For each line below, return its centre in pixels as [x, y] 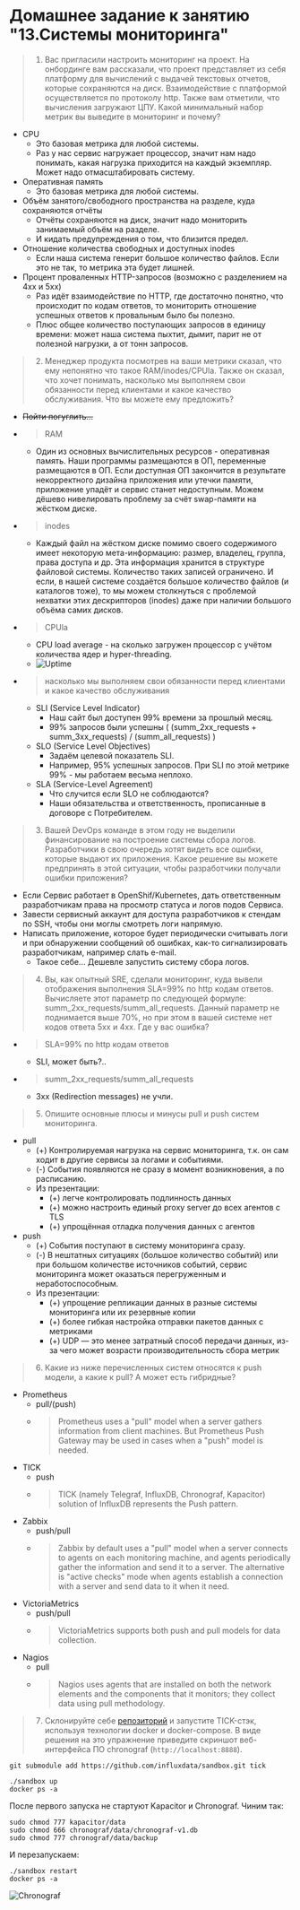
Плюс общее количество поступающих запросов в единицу [150, 325]
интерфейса [68, 1749]
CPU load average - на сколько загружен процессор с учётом [154, 644]
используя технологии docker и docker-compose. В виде [153, 1730]
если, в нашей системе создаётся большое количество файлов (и [162, 581]
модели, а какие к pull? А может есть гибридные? [140, 1376]
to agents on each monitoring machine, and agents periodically [174, 1558]
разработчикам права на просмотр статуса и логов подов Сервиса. [153, 904]
